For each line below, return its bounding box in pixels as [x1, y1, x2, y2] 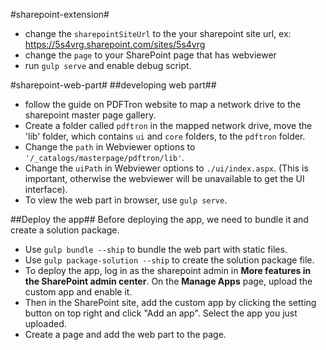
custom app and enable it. [24, 286, 133, 298]
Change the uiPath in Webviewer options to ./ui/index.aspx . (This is [24, 162, 309, 174]
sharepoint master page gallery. [24, 109, 157, 121]
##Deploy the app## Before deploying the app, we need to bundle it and [10, 214, 309, 225]
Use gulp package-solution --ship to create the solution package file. [24, 254, 315, 266]
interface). [24, 184, 68, 195]
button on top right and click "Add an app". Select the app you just [24, 307, 298, 319]
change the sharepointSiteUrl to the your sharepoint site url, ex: [24, 28, 292, 39]
